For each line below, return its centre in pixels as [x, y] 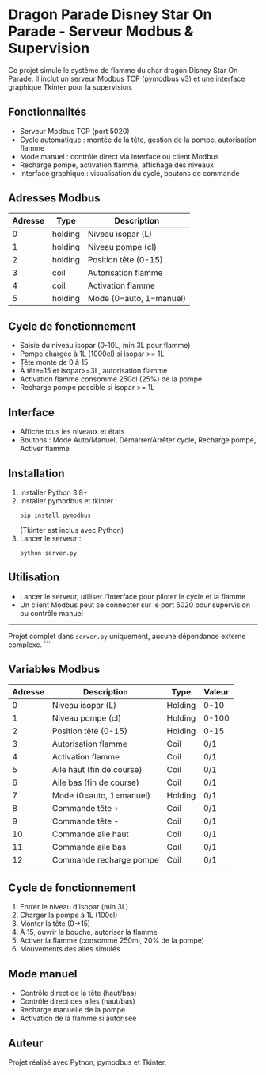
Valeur [217, 691]
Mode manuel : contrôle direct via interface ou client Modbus [119, 156]
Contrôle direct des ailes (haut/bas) [78, 1001]
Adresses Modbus [54, 199]
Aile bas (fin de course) [96, 782]
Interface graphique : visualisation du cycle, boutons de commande [129, 173]
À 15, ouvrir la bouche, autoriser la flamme [89, 932]
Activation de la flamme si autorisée [78, 1018]
